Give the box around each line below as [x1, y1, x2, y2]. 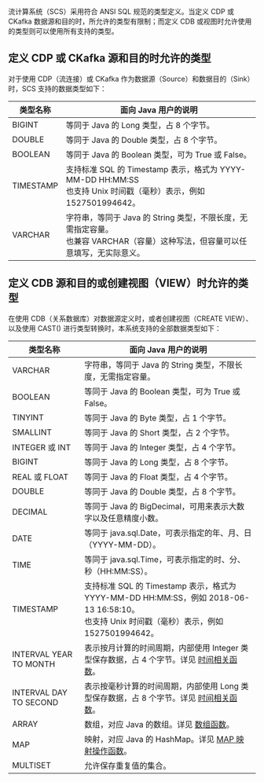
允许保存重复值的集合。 [84, 760, 171, 771]
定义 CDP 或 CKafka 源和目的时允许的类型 [8, 52, 211, 65]
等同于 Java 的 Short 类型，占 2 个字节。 [84, 427, 234, 438]
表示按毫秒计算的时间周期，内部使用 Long [84, 681, 240, 692]
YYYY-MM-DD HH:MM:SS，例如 [84, 592, 207, 603]
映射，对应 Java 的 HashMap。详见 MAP [84, 733, 234, 744]
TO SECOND [12, 696, 59, 707]
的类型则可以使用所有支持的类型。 [8, 27, 119, 35]
